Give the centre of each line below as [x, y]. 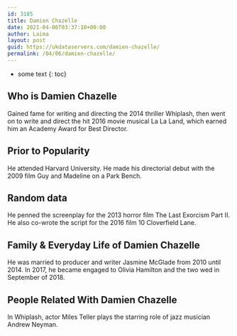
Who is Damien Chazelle [62, 96]
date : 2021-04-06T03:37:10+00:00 [57, 27]
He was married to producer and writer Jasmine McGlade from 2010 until [114, 262]
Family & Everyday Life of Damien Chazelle [104, 245]
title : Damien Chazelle [43, 21]
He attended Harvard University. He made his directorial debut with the [111, 168]
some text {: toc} [42, 74]
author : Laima [28, 34]
